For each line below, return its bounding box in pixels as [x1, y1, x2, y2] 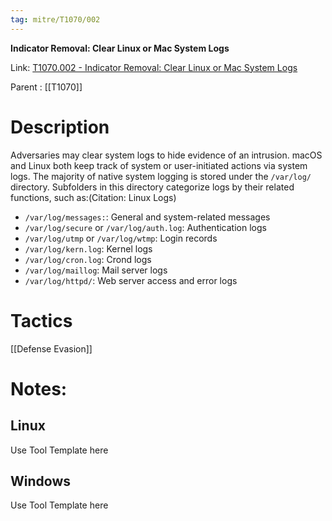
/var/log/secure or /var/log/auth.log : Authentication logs [24, 221, 267, 233]
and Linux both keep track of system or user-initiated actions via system [10, 159, 308, 171]
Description [10, 116, 110, 138]
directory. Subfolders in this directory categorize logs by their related [10, 181, 295, 193]
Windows [10, 472, 71, 490]
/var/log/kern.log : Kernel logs [24, 242, 153, 255]
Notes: [10, 377, 68, 400]
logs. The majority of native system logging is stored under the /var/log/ [10, 170, 312, 182]
